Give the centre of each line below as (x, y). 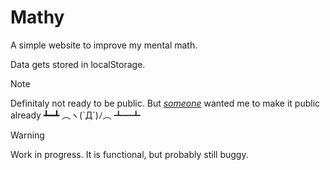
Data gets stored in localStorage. (78, 64)
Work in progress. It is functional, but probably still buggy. (129, 154)
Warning (27, 135)
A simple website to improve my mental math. (104, 45)
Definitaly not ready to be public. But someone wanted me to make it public (165, 103)
